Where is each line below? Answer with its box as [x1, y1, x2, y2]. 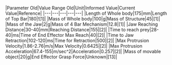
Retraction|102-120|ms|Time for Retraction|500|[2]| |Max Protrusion [5, 37, 149, 44]
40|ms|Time [5, 32, 31, 38]
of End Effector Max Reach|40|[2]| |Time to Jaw [32, 32, 134, 38]
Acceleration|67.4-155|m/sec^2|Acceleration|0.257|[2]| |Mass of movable [5, 49, 161, 54]
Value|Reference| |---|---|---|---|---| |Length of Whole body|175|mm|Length [5, 10, 167, 16]
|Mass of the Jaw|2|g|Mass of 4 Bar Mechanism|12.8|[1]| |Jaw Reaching [5, 21, 158, 27]
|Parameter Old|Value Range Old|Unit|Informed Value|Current [5, 5, 136, 11]
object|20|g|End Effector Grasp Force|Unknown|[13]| [5, 54, 118, 60]
